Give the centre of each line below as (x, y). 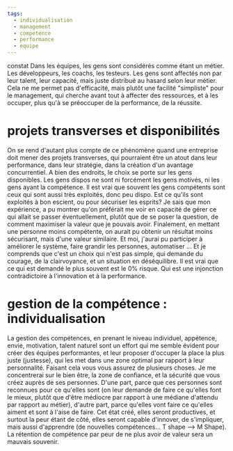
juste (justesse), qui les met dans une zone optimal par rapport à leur (106, 360)
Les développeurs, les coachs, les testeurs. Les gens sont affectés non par (115, 73)
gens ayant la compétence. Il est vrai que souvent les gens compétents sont (116, 187)
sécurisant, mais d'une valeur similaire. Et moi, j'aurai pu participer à (105, 239)
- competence (32, 33)
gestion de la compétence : (87, 304)
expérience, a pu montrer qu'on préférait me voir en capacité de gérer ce (112, 209)
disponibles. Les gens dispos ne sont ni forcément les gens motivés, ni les (114, 180)
